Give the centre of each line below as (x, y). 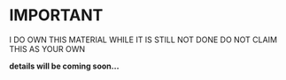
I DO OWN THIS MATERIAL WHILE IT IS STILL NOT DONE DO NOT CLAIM (143, 40)
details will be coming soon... (64, 66)
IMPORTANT (56, 15)
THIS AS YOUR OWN (47, 48)
